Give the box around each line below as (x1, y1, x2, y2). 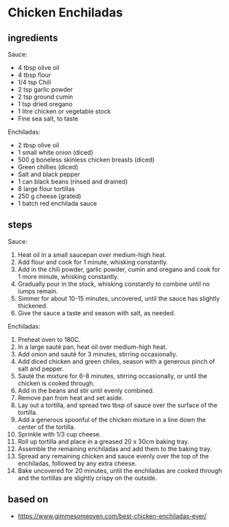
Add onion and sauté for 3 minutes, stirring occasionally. (17, 350, 178, 358)
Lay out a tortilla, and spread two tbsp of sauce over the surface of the (17, 401, 218, 409)
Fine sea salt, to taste (17, 114, 78, 123)
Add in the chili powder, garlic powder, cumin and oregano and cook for (17, 265, 221, 273)
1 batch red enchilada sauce (17, 199, 97, 207)
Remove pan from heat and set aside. (17, 393, 124, 402)
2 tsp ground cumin (17, 93, 73, 101)
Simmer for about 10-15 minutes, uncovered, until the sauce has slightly (17, 294, 220, 302)
